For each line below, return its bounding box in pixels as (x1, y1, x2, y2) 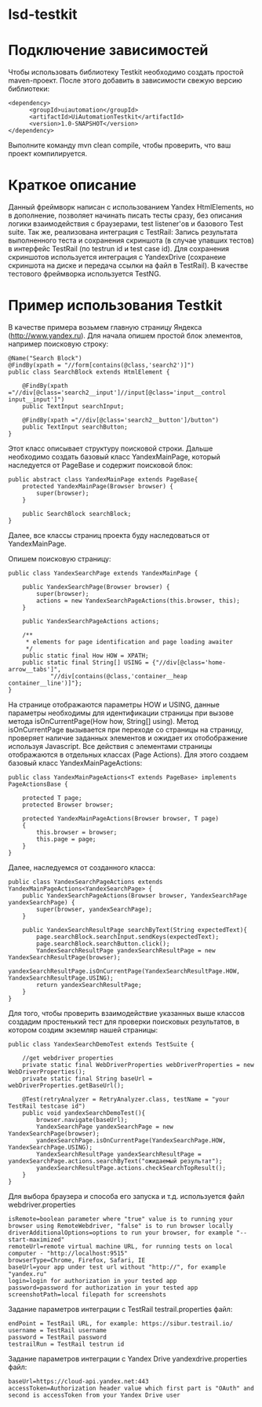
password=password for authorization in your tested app (8, 1284, 198, 1292)
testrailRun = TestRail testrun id (8, 1340, 125, 1348)
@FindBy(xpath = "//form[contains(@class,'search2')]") (8, 361, 195, 369)
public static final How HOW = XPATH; (22, 652, 149, 660)
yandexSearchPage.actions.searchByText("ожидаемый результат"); (8, 1157, 223, 1165)
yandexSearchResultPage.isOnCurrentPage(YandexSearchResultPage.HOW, (8, 967, 241, 975)
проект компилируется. (8, 149, 88, 159)
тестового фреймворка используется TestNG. (8, 269, 162, 279)
